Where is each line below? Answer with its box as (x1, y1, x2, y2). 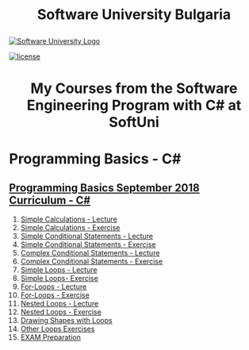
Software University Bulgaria (36, 6, 232, 24)
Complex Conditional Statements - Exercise (20, 256, 163, 267)
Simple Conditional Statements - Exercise (20, 240, 157, 249)
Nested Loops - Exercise (20, 307, 102, 317)
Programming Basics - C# (9, 149, 182, 167)
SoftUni (109, 113, 159, 132)
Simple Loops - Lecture (20, 265, 98, 275)
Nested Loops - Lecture (20, 299, 99, 309)
